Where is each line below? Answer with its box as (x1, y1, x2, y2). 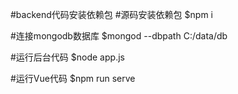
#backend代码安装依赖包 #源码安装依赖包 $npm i (10, 9, 213, 20)
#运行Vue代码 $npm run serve (10, 73, 136, 84)
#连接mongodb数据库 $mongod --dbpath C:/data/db (10, 30, 228, 42)
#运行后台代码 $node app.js (10, 51, 125, 63)
